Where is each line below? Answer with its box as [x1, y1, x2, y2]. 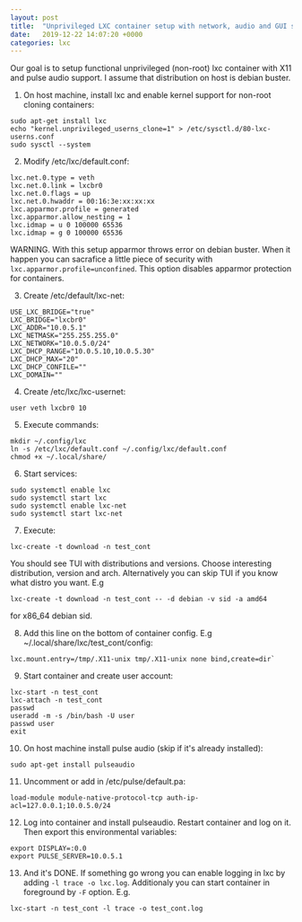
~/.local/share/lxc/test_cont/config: [22, 637, 153, 648]
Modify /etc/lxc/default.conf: [22, 156, 130, 167]
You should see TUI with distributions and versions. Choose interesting [10, 558, 272, 569]
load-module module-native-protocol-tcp [10, 793, 164, 802]
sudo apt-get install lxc [10, 117, 107, 126]
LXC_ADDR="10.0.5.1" [10, 324, 88, 332]
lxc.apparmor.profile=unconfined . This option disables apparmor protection [10, 263, 292, 274]
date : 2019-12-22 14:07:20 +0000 [10, 30, 143, 39]
